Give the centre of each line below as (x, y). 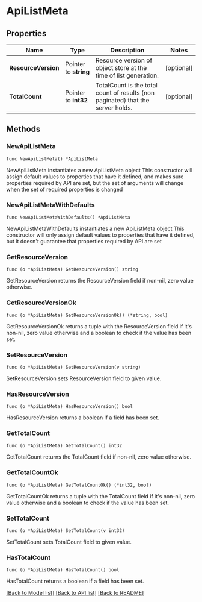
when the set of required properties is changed (65, 189)
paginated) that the (122, 100)
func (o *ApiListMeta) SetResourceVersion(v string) (74, 367)
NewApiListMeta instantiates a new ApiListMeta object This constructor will (99, 170)
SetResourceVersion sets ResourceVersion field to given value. (84, 378)
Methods (23, 129)
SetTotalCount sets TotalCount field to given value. (69, 542)
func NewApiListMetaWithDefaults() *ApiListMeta (68, 217)
